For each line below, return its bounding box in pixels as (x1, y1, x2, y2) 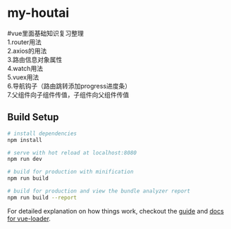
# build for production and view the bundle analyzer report (7, 188, 191, 195)
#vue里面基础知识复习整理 (7, 29, 85, 37)
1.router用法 (7, 37, 42, 46)
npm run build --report (7, 194, 77, 201)
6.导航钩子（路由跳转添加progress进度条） (7, 81, 132, 90)
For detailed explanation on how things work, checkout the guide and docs (7, 207, 224, 215)
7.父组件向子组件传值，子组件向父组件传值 (7, 90, 130, 99)
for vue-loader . (7, 214, 51, 223)
